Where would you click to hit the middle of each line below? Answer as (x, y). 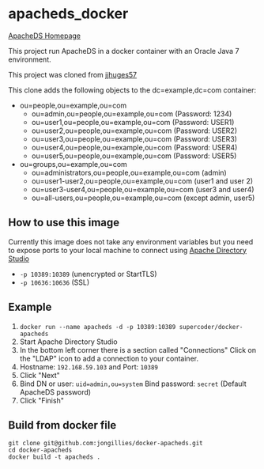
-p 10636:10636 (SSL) (55, 282)
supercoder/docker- (211, 327)
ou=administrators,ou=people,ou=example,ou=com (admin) (129, 172)
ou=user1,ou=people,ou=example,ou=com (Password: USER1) (133, 122)
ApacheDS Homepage (45, 36)
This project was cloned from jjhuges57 (73, 74)
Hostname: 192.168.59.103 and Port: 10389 (89, 367)
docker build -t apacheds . (55, 457)
